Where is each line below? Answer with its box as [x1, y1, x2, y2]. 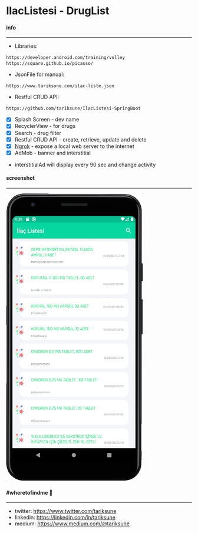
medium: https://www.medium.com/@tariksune [14, 520, 130, 527]
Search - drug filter [14, 129, 62, 136]
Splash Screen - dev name [14, 116, 80, 123]
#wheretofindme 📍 [6, 489, 53, 496]
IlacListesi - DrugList [6, 4, 110, 18]
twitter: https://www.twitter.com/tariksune [14, 508, 117, 515]
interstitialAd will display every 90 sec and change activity [14, 161, 156, 168]
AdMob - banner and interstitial [14, 149, 91, 156]
